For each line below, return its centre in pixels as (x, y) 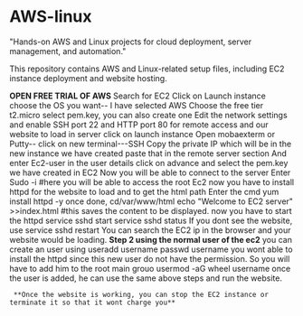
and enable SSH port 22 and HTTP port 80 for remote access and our (139, 125)
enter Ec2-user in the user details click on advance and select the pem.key (149, 163)
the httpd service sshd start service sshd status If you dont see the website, (151, 220)
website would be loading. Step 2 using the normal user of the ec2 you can (151, 239)
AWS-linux (51, 17)
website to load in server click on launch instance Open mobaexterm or (142, 134)
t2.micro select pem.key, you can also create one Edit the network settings (148, 115)
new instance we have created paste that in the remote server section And (148, 153)
